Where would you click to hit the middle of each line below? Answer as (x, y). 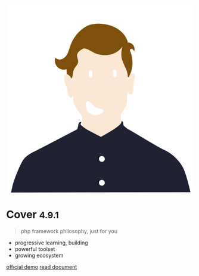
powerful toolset (35, 249)
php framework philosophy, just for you (69, 231)
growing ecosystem (39, 255)
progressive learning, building (51, 243)
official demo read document (42, 266)
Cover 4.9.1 (33, 215)
